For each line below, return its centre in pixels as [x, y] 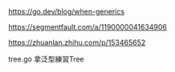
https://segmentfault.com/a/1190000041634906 [87, 27]
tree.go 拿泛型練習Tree [46, 59]
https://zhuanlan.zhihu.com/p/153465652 [77, 42]
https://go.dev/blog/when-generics [67, 12]
